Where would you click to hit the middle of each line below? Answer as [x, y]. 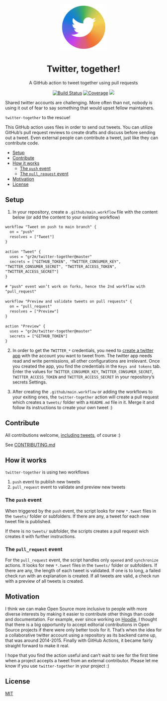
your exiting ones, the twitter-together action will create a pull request [85, 397]
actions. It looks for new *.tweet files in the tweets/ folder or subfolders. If [81, 565]
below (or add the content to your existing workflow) [66, 217]
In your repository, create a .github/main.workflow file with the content [85, 212]
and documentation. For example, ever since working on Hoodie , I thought [81, 619]
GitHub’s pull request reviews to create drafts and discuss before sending [80, 132]
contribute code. [22, 143]
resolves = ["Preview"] [34, 311]
